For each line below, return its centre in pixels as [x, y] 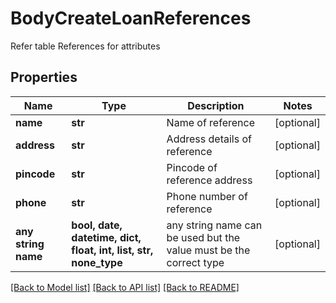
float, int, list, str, [112, 250]
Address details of [209, 139]
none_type [97, 262]
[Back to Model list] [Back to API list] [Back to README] [125, 287]
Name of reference [210, 122]
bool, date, [97, 225]
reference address [209, 180]
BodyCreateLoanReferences [131, 18]
